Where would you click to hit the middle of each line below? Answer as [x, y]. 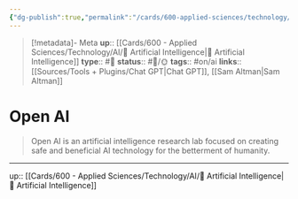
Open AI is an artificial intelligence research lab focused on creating [155, 141]
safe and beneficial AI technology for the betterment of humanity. [150, 150]
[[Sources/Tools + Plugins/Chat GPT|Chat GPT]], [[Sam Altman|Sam [155, 71]
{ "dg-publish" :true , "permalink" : [71, 17]
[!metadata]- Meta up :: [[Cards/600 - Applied [114, 42]
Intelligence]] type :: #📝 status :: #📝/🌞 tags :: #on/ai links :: [136, 61]
